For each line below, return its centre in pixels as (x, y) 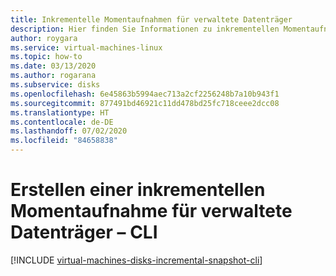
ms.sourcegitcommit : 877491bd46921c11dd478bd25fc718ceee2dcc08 (145, 103)
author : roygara (44, 38)
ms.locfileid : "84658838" (64, 141)
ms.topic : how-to (46, 57)
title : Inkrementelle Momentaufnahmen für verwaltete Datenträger (151, 19)
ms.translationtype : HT (60, 112)
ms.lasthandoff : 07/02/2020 (69, 131)
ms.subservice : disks (55, 85)
